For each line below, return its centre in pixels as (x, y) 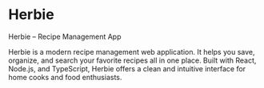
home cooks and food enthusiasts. (65, 77)
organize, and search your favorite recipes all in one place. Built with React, (132, 60)
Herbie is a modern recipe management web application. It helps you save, (132, 52)
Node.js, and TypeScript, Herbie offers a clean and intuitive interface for (127, 68)
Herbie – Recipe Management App (65, 36)
